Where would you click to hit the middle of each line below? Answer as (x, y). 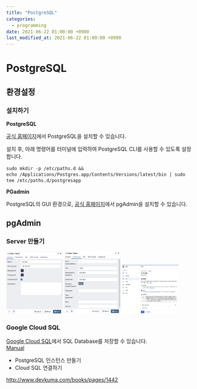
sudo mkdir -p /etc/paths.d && (45, 168)
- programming (29, 25)
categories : (21, 19)
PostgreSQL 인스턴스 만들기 (48, 360)
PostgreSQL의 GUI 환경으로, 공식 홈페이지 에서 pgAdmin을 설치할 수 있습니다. (97, 204)
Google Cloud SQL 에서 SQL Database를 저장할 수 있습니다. (77, 341)
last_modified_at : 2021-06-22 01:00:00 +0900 (64, 38)
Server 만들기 (25, 242)
